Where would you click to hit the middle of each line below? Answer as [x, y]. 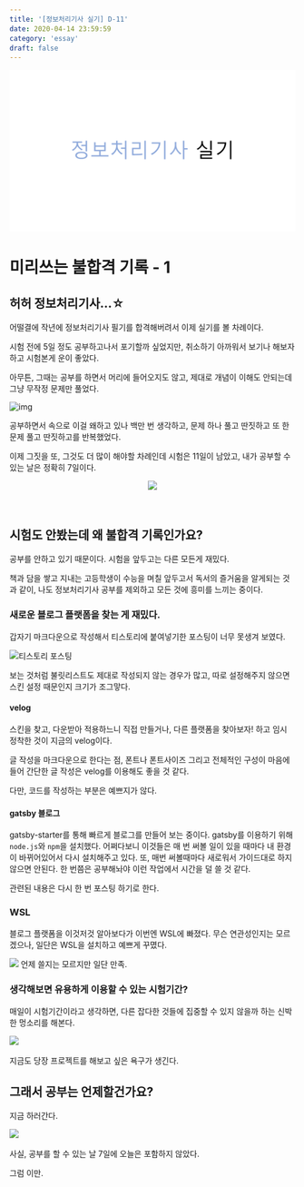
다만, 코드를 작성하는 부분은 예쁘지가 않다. [83, 791]
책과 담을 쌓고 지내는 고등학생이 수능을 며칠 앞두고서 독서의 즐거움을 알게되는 [145, 578]
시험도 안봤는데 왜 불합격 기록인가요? [106, 535]
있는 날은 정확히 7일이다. [53, 467]
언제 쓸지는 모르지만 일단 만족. [74, 964]
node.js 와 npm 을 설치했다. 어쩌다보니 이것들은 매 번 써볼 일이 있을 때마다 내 [142, 846]
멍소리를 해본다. [47, 1023]
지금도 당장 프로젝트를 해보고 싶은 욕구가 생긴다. [94, 1060]
